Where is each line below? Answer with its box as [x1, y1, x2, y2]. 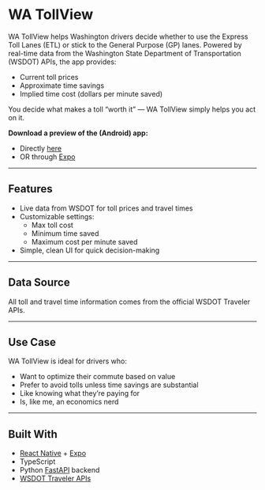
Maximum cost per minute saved [31, 237, 138, 246]
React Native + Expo [19, 449, 87, 458]
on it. [8, 112, 25, 122]
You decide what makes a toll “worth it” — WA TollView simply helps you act [8, 104, 256, 114]
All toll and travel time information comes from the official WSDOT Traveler [8, 297, 251, 306]
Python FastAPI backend [19, 465, 100, 475]
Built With [8, 427, 58, 441]
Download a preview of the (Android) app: [8, 128, 148, 138]
